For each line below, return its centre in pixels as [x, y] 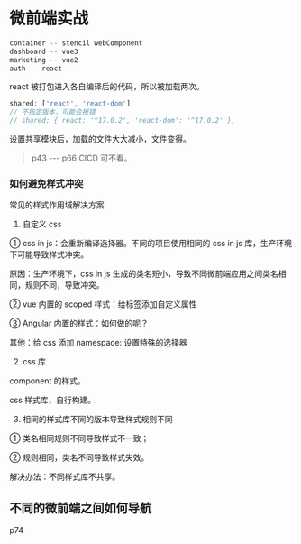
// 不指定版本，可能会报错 [53, 112]
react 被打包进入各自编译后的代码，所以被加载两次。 [107, 87]
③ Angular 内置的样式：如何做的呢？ [79, 323]
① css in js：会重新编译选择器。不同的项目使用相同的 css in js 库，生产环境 [151, 244]
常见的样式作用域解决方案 [57, 205]
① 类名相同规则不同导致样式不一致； [79, 438]
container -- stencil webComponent [76, 43]
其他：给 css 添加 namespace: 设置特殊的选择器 [98, 343]
